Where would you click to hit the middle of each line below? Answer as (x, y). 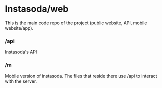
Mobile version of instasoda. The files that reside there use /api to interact (81, 76)
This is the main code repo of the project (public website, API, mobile (76, 23)
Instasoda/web (37, 9)
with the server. (21, 81)
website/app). (19, 28)
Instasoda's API (21, 52)
